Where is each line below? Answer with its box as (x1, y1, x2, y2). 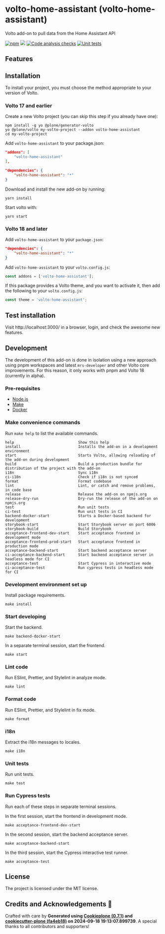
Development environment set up (5, 581, 87, 588)
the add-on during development (5, 457, 70, 462)
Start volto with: (5, 204, 38, 210)
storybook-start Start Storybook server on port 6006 (5, 522, 156, 527)
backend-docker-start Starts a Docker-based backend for (5, 513, 152, 518)
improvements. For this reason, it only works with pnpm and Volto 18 (5, 367, 144, 373)
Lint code (5, 663, 28, 670)
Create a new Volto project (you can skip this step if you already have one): (5, 114, 158, 120)
